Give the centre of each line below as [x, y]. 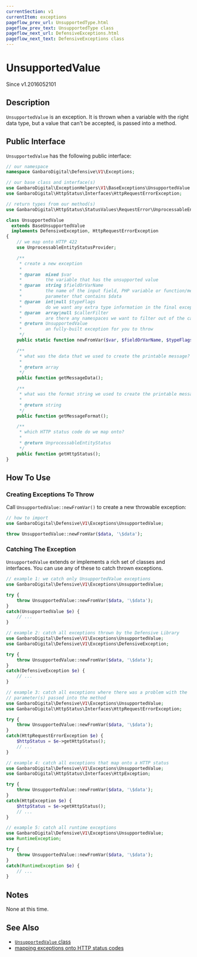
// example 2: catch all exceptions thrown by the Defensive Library [93, 633]
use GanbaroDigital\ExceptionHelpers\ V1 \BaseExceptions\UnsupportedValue [98, 188]
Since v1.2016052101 [31, 84]
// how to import [27, 518]
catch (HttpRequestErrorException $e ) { [55, 736]
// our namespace [27, 166]
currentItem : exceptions [36, 17]
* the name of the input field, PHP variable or [90, 291]
